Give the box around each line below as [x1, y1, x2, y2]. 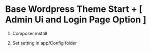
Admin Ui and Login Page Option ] [5, 14, 147, 25]
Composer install [12, 30, 47, 36]
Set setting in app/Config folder [12, 40, 77, 46]
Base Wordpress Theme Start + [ [5, 3, 143, 15]
